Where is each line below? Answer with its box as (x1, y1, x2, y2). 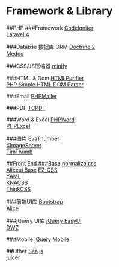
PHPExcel (6, 122, 31, 129)
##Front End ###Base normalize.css (6, 159, 97, 167)
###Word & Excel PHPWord (6, 116, 75, 123)
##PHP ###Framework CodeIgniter (6, 24, 94, 31)
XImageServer (6, 141, 42, 149)
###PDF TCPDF (6, 104, 46, 111)
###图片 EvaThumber (6, 135, 60, 142)
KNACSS (6, 179, 28, 186)
